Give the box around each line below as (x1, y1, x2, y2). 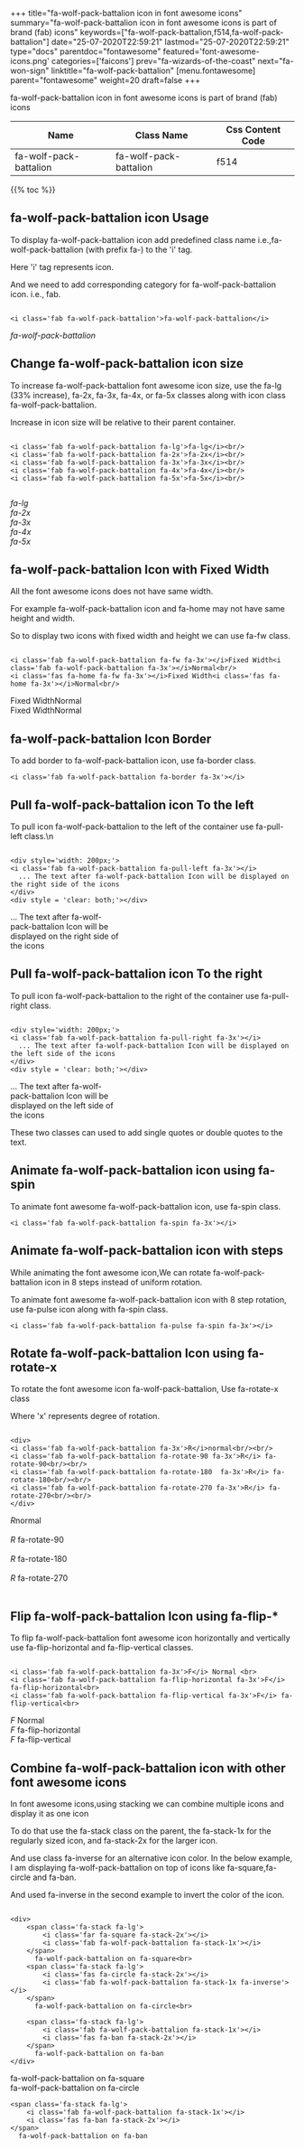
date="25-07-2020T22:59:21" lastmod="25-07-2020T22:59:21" (51, 36, 290, 47)
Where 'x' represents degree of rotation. (10, 1411, 161, 1422)
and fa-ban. (32, 1872, 77, 1883)
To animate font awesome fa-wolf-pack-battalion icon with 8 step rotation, (10, 1294, 287, 1304)
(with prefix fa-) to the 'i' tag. (85, 244, 193, 255)
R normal (10, 1515, 41, 1526)
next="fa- (257, 56, 294, 66)
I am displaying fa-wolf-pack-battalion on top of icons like (10, 1862, 226, 1873)
